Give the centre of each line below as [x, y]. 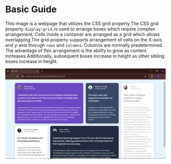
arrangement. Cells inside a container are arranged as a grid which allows [83, 34]
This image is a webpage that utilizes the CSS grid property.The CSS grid [82, 23]
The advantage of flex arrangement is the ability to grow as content [76, 50]
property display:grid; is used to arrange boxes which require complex [80, 29]
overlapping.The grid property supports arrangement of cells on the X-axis [84, 40]
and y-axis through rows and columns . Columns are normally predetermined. [84, 45]
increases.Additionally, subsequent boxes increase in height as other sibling [85, 56]
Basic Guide [31, 9]
